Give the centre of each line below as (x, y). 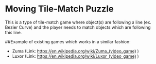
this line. (13, 32)
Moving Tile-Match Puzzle (60, 9)
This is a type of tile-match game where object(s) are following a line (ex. (78, 22)
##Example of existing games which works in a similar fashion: (68, 41)
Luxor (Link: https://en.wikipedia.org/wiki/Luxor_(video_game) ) (76, 56)
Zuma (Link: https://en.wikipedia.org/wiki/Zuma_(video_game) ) (76, 51)
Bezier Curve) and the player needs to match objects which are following (78, 27)
